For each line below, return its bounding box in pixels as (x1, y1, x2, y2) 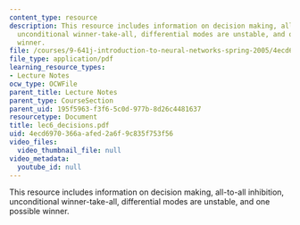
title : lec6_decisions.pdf (9, 121, 110, 130)
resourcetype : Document (9, 112, 98, 121)
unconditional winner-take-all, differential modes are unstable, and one (9, 196, 271, 207)
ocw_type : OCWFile (9, 79, 78, 88)
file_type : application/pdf (9, 54, 114, 63)
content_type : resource (9, 12, 98, 22)
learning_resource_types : (9, 63, 105, 72)
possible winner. (9, 206, 70, 217)
